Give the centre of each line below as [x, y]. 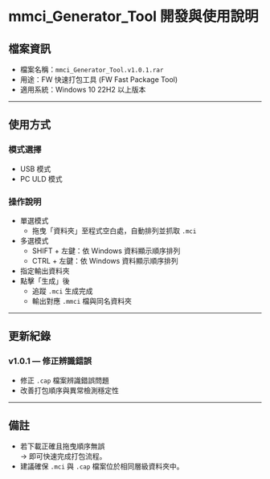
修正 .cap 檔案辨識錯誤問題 [65, 380]
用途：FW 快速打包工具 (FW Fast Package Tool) [99, 80]
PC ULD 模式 [41, 178]
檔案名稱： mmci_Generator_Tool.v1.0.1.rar [92, 70]
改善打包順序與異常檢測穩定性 [69, 390]
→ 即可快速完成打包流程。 [63, 456]
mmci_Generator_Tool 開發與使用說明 [133, 16]
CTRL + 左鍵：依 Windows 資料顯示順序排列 [105, 260]
